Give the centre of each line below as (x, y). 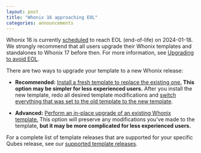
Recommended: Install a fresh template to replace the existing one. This (105, 82)
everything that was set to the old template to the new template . (94, 101)
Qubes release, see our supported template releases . (72, 144)
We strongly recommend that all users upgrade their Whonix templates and (99, 46)
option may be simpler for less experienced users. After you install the (103, 89)
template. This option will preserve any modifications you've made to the (105, 119)
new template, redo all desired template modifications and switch (95, 95)
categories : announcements (40, 23)
